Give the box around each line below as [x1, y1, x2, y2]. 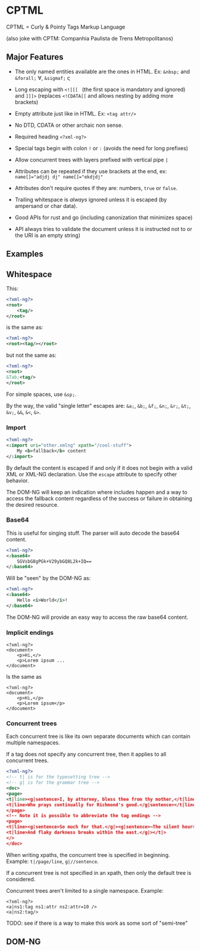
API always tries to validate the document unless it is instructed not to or [14, 225, 192, 232]
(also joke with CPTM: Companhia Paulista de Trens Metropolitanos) [6, 35, 174, 42]
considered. [6, 875, 36, 883]
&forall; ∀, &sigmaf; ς [14, 74, 70, 81]
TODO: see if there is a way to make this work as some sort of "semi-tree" [6, 919, 188, 927]
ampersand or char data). [14, 202, 77, 209]
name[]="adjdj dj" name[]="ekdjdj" [14, 174, 104, 180]
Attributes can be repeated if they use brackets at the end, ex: [14, 167, 167, 174]
